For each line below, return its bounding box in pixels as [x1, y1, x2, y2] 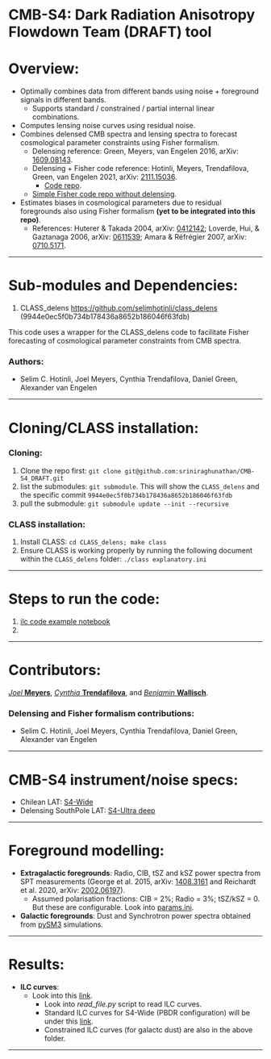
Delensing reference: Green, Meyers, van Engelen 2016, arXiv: [31, 147, 240, 156]
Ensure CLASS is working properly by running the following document [19, 546, 252, 556]
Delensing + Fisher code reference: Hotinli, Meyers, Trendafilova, [31, 164, 249, 173]
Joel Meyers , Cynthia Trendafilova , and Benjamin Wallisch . [8, 688, 209, 698]
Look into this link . [31, 990, 93, 1001]
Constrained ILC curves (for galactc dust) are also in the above [44, 1025, 253, 1035]
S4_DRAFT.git [19, 474, 65, 482]
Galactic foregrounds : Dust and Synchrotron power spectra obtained [19, 911, 252, 921]
